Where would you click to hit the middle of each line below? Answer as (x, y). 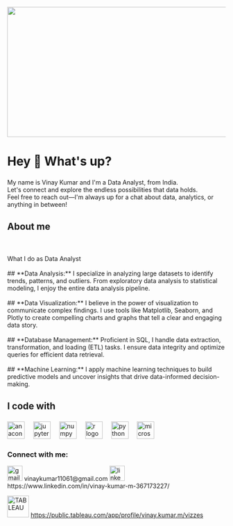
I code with (32, 406)
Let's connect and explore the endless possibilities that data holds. (103, 190)
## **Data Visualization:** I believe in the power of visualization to (103, 303)
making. (19, 384)
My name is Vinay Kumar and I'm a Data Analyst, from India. (93, 183)
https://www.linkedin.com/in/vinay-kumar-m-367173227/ (88, 486)
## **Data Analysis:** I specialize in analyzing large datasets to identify (110, 273)
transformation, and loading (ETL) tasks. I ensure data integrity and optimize (116, 347)
